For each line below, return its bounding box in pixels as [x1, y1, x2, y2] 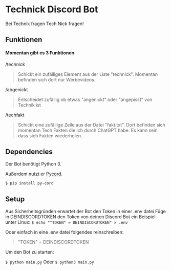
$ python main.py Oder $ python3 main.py [5, 259, 94, 265]
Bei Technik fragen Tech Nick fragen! [5, 20, 84, 27]
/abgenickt [5, 86, 28, 93]
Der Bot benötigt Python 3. [5, 161, 61, 167]
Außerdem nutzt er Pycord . [5, 171, 63, 177]
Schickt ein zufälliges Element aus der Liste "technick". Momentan [17, 71, 158, 77]
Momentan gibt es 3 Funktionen [5, 50, 75, 56]
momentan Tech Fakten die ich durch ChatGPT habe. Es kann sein [17, 127, 158, 133]
